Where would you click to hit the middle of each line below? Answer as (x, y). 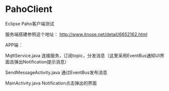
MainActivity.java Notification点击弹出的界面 (51, 83)
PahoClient (29, 9)
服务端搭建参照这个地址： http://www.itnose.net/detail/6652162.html (76, 34)
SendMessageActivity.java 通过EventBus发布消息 (56, 72)
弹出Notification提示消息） (42, 61)
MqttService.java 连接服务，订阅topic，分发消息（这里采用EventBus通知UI (82, 55)
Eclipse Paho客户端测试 (30, 23)
